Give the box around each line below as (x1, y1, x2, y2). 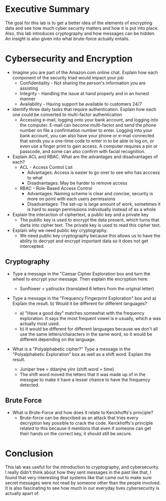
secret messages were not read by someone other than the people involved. (5, 480, 161, 486)
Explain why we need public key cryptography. (12, 227, 108, 233)
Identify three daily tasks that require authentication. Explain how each (12, 106, 157, 112)
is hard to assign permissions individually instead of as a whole (27, 206, 156, 212)
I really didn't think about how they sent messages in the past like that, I (5, 469, 152, 475)
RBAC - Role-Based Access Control (19, 185, 93, 191)
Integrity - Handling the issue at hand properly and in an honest (19, 90, 150, 96)
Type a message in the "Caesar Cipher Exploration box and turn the (12, 271, 151, 277)
